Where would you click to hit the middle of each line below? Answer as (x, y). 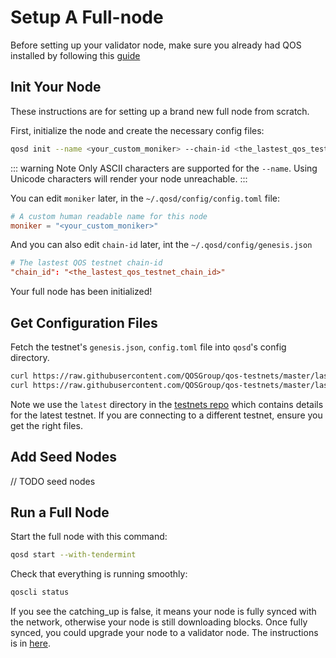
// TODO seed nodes (53, 481)
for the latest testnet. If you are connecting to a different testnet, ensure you (166, 415)
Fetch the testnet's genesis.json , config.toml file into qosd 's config (148, 347)
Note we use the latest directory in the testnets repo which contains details (167, 404)
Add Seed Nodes (64, 457)
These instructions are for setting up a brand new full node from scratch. (160, 111)
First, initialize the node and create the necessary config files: (137, 130)
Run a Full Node (60, 512)
